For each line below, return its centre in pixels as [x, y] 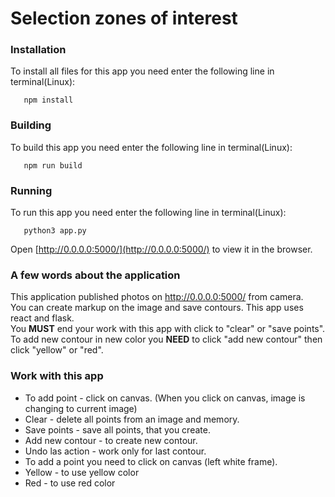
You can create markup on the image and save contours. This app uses [157, 308]
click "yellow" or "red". [57, 350]
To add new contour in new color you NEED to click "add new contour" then [166, 339]
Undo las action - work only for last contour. [115, 451]
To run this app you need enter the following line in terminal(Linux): [148, 213]
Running [31, 190]
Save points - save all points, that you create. [117, 429]
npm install [48, 100]
